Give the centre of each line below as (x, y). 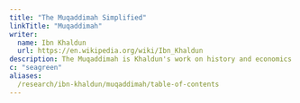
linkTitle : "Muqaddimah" (56, 26)
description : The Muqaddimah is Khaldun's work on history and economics (151, 59)
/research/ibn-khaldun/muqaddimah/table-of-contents (118, 84)
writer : (24, 34)
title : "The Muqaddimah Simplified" (78, 17)
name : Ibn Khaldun (52, 43)
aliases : (26, 76)
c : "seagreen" (36, 68)
